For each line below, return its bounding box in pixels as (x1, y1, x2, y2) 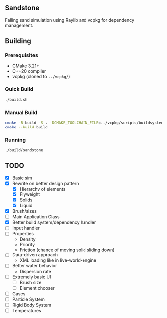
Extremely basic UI (12, 274, 51, 280)
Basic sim (12, 175, 32, 181)
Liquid (19, 203, 33, 209)
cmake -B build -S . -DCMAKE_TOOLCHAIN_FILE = (5, 120, 101, 125)
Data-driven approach (12, 252, 58, 258)
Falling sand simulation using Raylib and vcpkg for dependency (5, 17, 135, 23)
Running (5, 136, 26, 143)
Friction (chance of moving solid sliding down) (19, 247, 115, 253)
